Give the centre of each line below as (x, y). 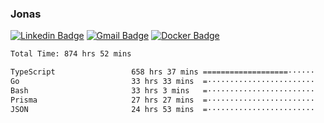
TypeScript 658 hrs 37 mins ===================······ (162, 72)
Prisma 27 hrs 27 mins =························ (162, 100)
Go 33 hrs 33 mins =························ (162, 82)
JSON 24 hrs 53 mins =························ (162, 109)
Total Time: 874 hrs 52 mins (71, 54)
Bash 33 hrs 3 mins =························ (162, 90)
